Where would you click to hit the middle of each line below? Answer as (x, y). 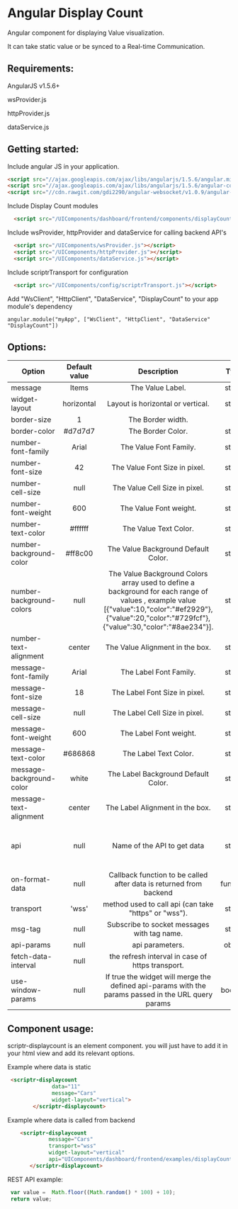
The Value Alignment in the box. (158, 648)
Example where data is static (49, 1067)
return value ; (31, 1199)
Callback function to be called (158, 875)
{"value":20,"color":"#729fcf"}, (158, 618)
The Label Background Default (158, 774)
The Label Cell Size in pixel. (158, 713)
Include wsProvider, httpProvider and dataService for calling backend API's (117, 232)
